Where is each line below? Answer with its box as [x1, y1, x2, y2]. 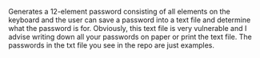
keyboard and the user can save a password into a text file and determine [8, 15, 251, 25]
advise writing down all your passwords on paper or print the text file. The [8, 32, 252, 41]
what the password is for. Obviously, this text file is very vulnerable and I [8, 24, 247, 33]
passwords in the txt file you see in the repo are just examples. [8, 41, 214, 50]
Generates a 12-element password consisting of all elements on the [8, 7, 230, 16]
